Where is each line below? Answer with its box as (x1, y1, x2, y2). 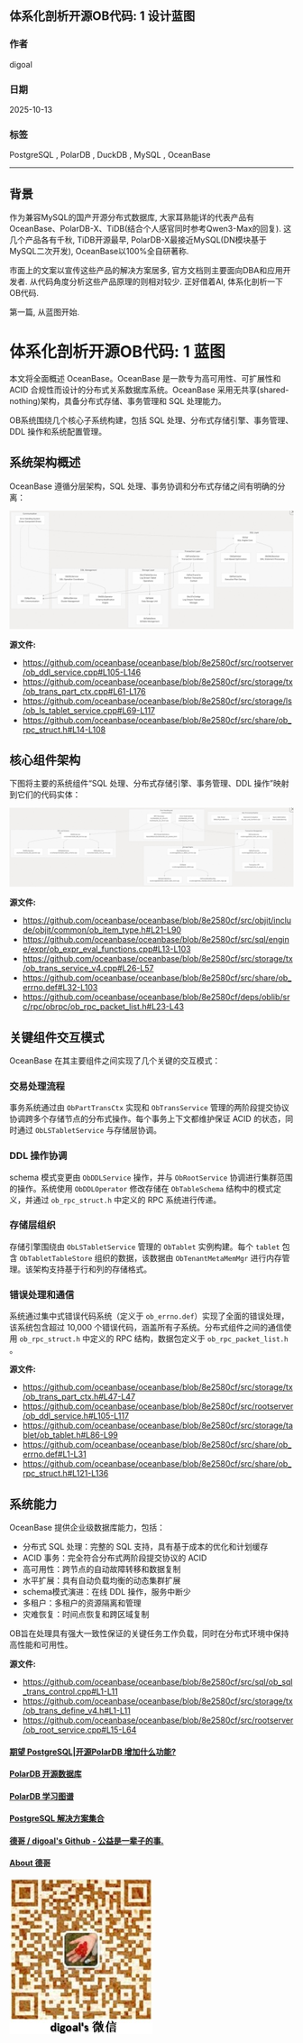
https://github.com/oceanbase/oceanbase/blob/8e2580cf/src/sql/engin (22, 934, 290, 945)
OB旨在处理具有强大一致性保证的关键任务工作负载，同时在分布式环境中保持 (9, 1627, 289, 1639)
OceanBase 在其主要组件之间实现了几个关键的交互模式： (9, 1054, 221, 1066)
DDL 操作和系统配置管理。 (9, 427, 107, 437)
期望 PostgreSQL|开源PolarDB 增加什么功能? (9, 1746, 177, 1757)
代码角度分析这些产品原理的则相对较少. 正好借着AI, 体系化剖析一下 (37, 276, 284, 287)
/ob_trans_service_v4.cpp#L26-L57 (22, 963, 154, 974)
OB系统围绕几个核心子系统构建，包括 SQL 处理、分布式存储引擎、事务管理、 (9, 415, 294, 426)
